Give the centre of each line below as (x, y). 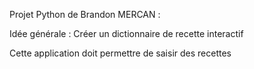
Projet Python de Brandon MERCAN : (85, 14)
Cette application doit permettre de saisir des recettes (120, 53)
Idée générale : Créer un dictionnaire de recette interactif (126, 33)
